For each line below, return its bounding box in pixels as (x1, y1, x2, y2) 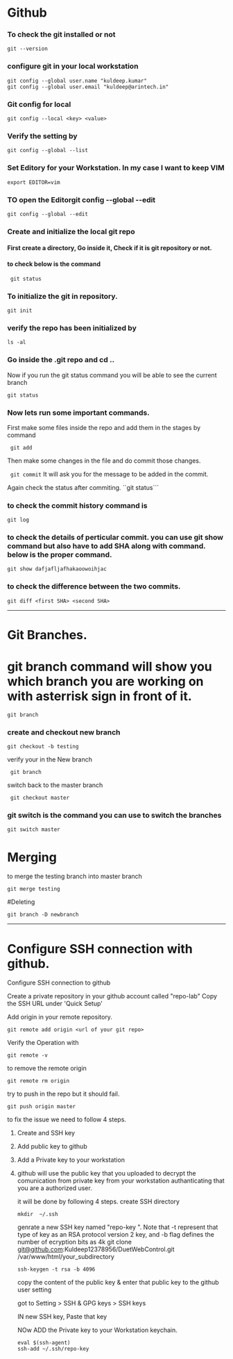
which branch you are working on (7, 674, 204, 689)
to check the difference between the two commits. (7, 582, 181, 591)
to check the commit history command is (7, 500, 148, 510)
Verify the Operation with (7, 1039, 79, 1047)
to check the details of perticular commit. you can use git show (7, 533, 224, 543)
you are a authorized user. (17, 1184, 92, 1192)
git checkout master (10, 794, 70, 802)
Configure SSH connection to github (7, 978, 111, 987)
